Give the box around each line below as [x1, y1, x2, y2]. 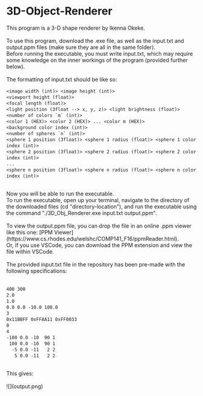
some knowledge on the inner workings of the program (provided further [6, 56, 188, 64]
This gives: [6, 369, 34, 377]
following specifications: [6, 267, 67, 274]
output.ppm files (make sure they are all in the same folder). [6, 44, 156, 51]
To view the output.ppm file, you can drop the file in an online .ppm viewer [6, 222, 192, 229]
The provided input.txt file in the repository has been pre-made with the [6, 260, 185, 268]
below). [6, 62, 25, 70]
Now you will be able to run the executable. [6, 190, 115, 197]
